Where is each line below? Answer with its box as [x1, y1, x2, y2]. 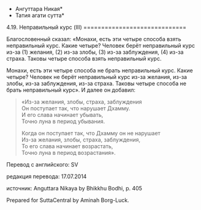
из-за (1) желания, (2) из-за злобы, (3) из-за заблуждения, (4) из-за [6, 48, 184, 56]
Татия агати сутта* [15, 12, 65, 19]
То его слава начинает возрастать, [21, 143, 113, 149]
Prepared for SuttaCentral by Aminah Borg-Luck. [6, 197, 130, 204]
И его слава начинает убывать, [21, 111, 104, 118]
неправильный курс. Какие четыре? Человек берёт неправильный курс [6, 42, 195, 49]
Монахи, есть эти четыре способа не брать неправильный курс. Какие [6, 67, 193, 74]
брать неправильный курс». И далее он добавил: [6, 86, 136, 94]
